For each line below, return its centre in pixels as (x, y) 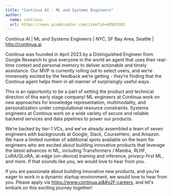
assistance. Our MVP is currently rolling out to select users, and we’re (79, 71)
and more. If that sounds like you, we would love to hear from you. (75, 162)
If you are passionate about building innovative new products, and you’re (82, 171)
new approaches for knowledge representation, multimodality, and (76, 103)
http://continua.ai (24, 45)
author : (14, 15)
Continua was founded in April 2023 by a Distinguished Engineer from (79, 54)
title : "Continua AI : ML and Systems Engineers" (60, 10)
